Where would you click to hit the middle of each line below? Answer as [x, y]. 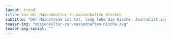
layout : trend [20, 10]
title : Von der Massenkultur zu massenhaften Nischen [64, 15]
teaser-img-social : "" [29, 29]
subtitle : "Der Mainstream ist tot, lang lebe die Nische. [69, 19]
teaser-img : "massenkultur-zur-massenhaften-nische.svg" [67, 24]
